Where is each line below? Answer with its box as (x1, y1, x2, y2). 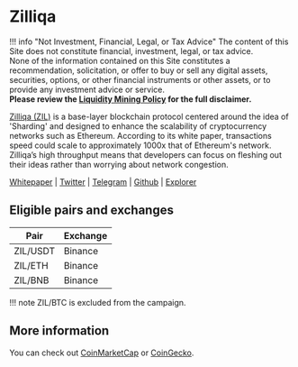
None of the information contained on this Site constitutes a (9, 55, 231, 66)
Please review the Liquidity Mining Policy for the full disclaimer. (9, 93, 252, 105)
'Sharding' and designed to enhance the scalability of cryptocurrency (9, 120, 267, 132)
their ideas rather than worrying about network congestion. (9, 159, 230, 170)
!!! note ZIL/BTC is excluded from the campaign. (9, 297, 186, 307)
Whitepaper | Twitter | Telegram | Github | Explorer (9, 176, 197, 187)
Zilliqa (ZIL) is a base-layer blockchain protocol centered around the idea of (9, 111, 290, 122)
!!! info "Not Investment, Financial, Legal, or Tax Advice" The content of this (9, 36, 289, 47)
